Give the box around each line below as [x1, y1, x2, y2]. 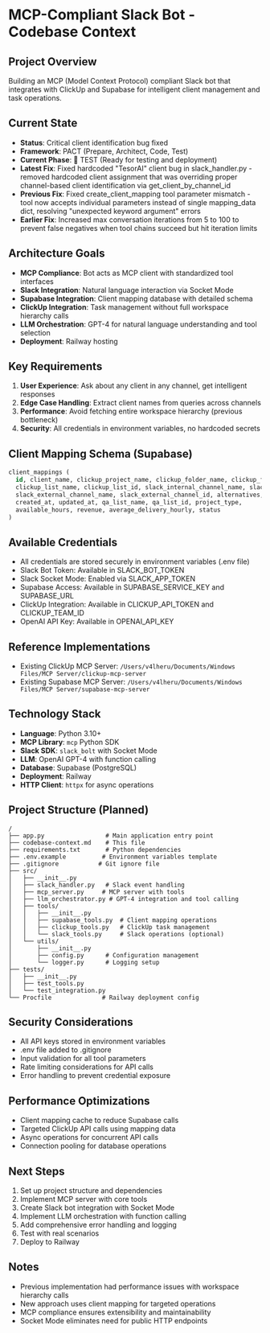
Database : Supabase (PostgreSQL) [19, 763, 137, 772]
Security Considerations [8, 1015, 134, 1029]
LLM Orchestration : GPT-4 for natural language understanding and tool [19, 319, 257, 329]
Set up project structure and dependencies [19, 1186, 163, 1195]
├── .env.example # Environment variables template [8, 853, 218, 861]
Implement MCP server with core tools [19, 1195, 148, 1204]
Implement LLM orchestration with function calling [19, 1212, 187, 1221]
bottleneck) [19, 415, 59, 425]
